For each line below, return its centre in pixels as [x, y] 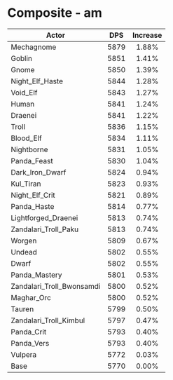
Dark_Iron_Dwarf [39, 172]
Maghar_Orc [31, 297]
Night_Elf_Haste [37, 81]
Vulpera [24, 354]
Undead [24, 252]
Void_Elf [24, 93]
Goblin [22, 58]
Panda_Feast [32, 161]
